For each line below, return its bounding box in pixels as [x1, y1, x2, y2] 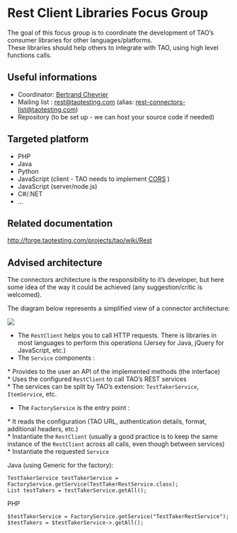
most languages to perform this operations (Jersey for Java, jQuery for [17, 339, 224, 347]
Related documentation [7, 217, 113, 229]
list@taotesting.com [17, 105, 76, 114]
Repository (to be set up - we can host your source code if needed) [17, 112, 214, 121]
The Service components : [17, 353, 96, 362]
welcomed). [7, 291, 42, 299]
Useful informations [7, 71, 98, 83]
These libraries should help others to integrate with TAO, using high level [7, 43, 219, 52]
